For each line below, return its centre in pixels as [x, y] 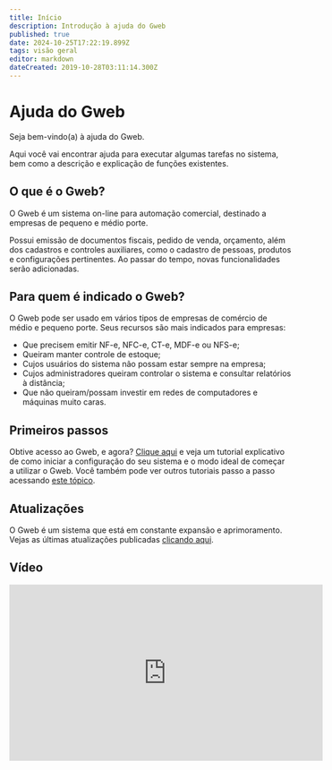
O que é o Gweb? [57, 192]
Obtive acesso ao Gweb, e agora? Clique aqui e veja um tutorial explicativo [147, 452]
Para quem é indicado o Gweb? [97, 297]
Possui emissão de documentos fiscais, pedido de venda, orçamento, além [148, 240]
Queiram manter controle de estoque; [91, 355]
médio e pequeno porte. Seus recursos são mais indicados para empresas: [148, 328]
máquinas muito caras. [64, 402]
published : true [39, 34]
